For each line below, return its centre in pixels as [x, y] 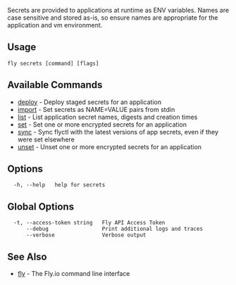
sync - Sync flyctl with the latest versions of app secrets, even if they [118, 132]
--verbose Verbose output [86, 235]
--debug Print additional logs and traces [114, 229]
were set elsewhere [46, 139]
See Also [27, 256]
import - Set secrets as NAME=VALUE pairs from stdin [96, 109]
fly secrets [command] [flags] [53, 63]
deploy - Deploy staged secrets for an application [89, 102]
